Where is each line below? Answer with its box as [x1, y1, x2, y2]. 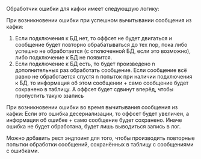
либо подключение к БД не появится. [14, 54, 113, 61]
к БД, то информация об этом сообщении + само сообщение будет [14, 79, 189, 86]
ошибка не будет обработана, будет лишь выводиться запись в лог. [6, 123, 181, 130]
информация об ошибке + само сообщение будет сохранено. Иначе [6, 116, 182, 124]
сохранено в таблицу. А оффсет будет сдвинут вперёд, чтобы [14, 86, 174, 92]
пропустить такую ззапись [14, 92, 84, 99]
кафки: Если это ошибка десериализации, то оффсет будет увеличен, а [6, 110, 190, 117]
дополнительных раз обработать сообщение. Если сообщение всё [14, 67, 188, 74]
